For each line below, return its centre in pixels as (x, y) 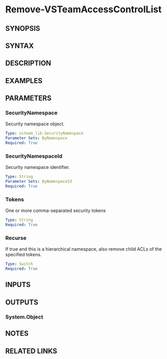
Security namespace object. (35, 124)
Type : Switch (19, 264)
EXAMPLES (24, 81)
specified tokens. (24, 255)
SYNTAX (20, 45)
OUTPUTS (22, 302)
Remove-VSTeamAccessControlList (83, 10)
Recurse (16, 238)
